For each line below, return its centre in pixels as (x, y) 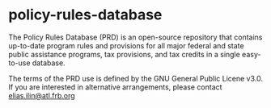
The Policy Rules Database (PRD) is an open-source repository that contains (135, 37)
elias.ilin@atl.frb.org (42, 95)
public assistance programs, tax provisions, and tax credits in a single (124, 54)
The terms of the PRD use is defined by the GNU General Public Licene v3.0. (135, 78)
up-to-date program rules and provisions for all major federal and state (126, 45)
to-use (19, 63)
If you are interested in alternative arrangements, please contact (115, 87)
